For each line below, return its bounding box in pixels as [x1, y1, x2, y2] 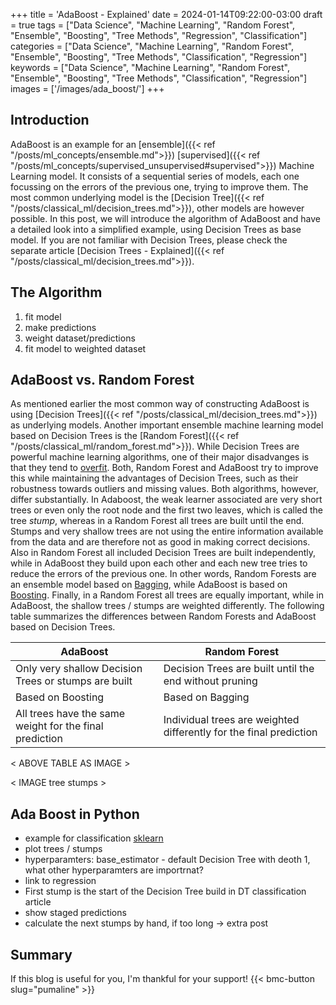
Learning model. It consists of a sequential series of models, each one [10, 170, 300, 182]
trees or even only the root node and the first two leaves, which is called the [10, 504, 323, 516]
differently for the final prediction [163, 725, 318, 739]
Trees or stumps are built [15, 674, 133, 688]
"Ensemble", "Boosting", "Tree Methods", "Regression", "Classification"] [10, 30, 308, 41]
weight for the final [15, 719, 104, 733]
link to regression [24, 875, 97, 887]
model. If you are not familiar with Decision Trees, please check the [10, 234, 288, 246]
